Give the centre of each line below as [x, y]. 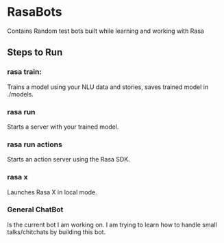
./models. [21, 94]
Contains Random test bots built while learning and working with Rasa [105, 31]
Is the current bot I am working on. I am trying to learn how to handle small [112, 225]
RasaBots [35, 12]
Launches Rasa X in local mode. [52, 192]
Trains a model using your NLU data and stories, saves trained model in [108, 87]
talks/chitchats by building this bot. [57, 232]
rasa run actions [35, 144]
